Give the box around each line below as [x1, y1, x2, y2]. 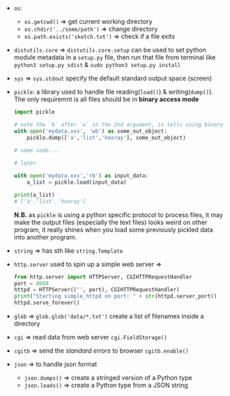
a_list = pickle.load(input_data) [26, 179, 127, 186]
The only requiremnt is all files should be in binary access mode [13, 95, 199, 103]
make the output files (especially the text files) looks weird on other [13, 218, 208, 226]
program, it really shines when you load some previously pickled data [13, 225, 213, 234]
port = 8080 [13, 280, 49, 287]
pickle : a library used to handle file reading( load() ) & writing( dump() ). [13, 88, 214, 96]
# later [13, 160, 36, 167]
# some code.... [13, 147, 61, 154]
